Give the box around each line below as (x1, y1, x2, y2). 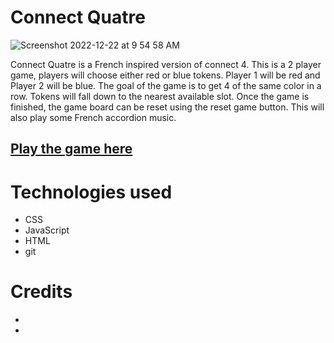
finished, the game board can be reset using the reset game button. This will (10, 101, 325, 113)
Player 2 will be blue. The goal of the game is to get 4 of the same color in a (10, 79, 322, 91)
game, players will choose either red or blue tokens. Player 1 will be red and (10, 69, 321, 81)
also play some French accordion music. (10, 111, 177, 123)
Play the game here (10, 141, 133, 158)
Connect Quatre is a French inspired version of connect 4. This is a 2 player (10, 58, 322, 70)
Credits (10, 281, 73, 303)
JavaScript (24, 224, 70, 236)
